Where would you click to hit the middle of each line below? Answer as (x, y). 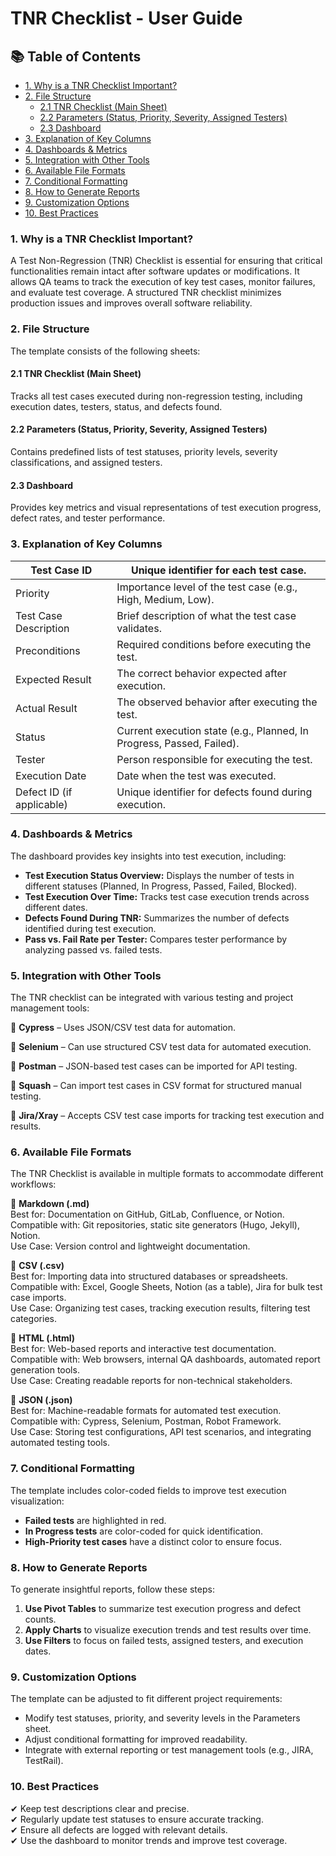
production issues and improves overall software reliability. (131, 303)
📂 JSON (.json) (41, 1400)
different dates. (56, 907)
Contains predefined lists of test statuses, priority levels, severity (144, 451)
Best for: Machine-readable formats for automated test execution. (146, 1411)
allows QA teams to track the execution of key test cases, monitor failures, (163, 282)
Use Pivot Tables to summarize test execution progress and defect (163, 1608)
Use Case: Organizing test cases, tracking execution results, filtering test (160, 1308)
